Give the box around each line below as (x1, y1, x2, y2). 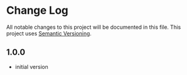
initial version (15, 63, 48, 70)
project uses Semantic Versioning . (6, 29, 92, 37)
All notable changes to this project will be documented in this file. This (6, 23, 182, 31)
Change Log (6, 4, 68, 17)
